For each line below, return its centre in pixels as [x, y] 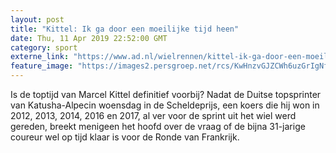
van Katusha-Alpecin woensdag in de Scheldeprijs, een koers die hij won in [165, 105]
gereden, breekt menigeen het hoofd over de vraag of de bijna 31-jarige [158, 126]
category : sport [44, 47]
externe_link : [40, 57]
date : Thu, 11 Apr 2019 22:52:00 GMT [89, 38]
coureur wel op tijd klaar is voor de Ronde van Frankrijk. [125, 137]
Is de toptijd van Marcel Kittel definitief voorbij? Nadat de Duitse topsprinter [166, 94]
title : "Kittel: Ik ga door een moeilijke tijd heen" [125, 29]
